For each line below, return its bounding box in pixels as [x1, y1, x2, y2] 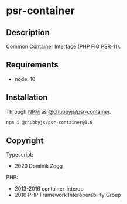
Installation [6, 93, 48, 103]
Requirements [6, 60, 59, 70]
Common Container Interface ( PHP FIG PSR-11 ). [6, 43, 121, 50]
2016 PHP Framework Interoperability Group [14, 192, 121, 199]
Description [6, 28, 50, 38]
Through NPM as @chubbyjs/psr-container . [6, 108, 111, 115]
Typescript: [6, 151, 34, 158]
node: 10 [14, 75, 36, 83]
